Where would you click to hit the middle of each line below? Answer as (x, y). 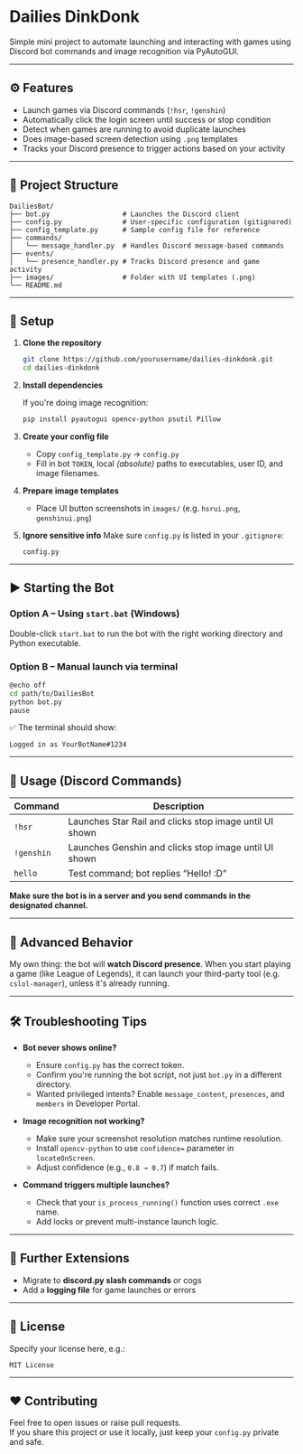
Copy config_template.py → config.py (107, 454)
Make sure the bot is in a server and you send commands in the (130, 896)
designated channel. (49, 905)
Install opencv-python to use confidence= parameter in (135, 1148)
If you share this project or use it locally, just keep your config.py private (144, 1432)
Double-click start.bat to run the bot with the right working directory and (146, 633)
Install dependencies (63, 385)
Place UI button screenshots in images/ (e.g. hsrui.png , (138, 508)
